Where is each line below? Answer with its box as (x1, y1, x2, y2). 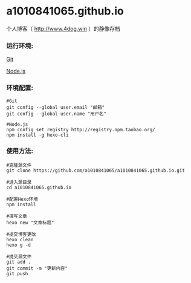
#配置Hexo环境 (6, 196, 38, 202)
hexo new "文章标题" (6, 220, 54, 226)
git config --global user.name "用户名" (6, 111, 107, 117)
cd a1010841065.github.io (6, 184, 71, 190)
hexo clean (6, 236, 34, 242)
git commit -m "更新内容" (6, 265, 68, 272)
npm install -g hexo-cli (6, 132, 69, 138)
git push (6, 270, 28, 276)
